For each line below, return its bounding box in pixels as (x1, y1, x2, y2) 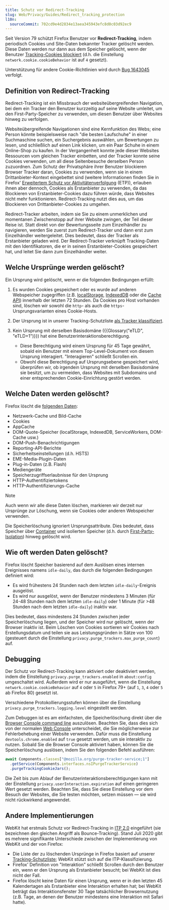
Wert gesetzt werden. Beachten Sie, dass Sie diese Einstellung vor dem (5, 786, 153, 792)
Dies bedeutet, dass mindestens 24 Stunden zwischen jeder (5, 613, 130, 619)
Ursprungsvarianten (12, 308, 54, 314)
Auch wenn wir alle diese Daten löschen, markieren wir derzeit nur (5, 502, 143, 508)
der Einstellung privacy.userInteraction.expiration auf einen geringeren (5, 781, 158, 787)
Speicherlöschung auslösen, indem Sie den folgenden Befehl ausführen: (5, 747, 155, 753)
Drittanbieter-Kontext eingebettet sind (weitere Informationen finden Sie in (5, 174, 159, 180)
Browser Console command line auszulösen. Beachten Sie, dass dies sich (5, 720, 158, 726)
